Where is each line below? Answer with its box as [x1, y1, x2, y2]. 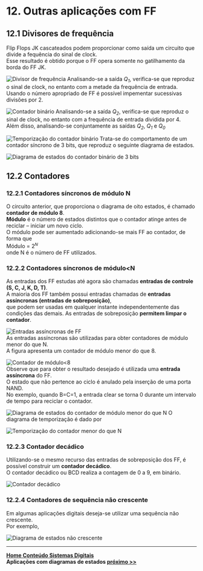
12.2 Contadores [6, 171, 70, 181]
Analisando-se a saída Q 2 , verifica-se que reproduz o [55, 108, 189, 116]
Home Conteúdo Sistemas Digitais [6, 552, 94, 559]
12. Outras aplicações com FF [6, 4, 157, 18]
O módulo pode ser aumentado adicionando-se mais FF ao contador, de [6, 229, 186, 236]
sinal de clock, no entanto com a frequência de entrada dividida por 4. [6, 116, 181, 123]
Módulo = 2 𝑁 [6, 241, 38, 249]
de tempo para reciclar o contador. [6, 397, 93, 405]
